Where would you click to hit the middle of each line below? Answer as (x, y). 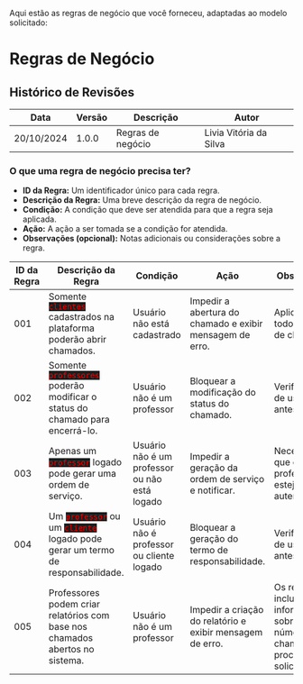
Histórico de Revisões (72, 92)
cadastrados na (81, 317)
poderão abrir (77, 340)
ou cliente (153, 556)
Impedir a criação (227, 610)
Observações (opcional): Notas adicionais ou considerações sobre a (151, 239)
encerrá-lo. (73, 431)
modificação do (223, 393)
